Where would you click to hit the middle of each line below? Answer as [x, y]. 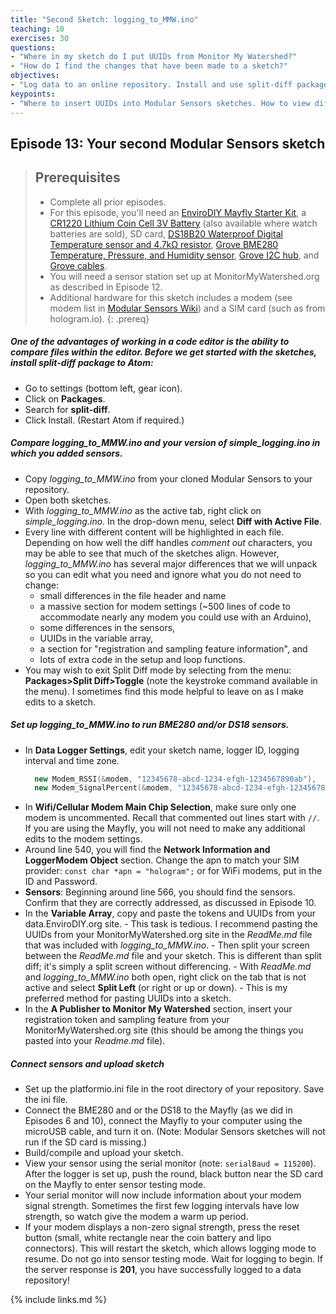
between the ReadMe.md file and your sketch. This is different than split [173, 956]
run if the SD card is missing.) [86, 1142]
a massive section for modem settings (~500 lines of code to [165, 606]
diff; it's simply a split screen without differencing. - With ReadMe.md [168, 967]
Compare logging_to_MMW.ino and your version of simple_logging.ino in [165, 443]
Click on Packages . [65, 398]
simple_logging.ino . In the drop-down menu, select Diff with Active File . [173, 521]
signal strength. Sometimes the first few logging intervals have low [162, 1206]
